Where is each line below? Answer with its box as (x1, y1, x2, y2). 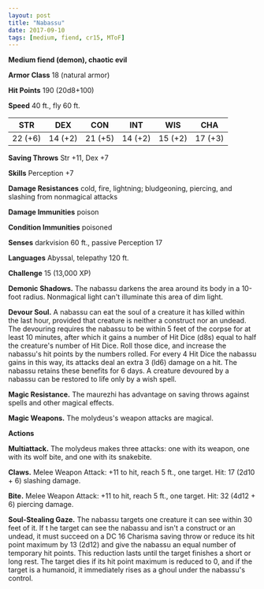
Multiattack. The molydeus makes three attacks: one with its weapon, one (8, 444, 250, 453)
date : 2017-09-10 (8, 26, 65, 34)
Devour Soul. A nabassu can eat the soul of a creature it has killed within (8, 308, 245, 317)
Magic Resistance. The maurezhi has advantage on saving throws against (8, 390, 250, 399)
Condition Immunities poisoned (8, 222, 113, 233)
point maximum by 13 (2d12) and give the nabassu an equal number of (8, 540, 236, 550)
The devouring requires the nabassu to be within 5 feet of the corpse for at (8, 324, 251, 334)
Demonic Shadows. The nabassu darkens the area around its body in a (8, 284, 240, 293)
